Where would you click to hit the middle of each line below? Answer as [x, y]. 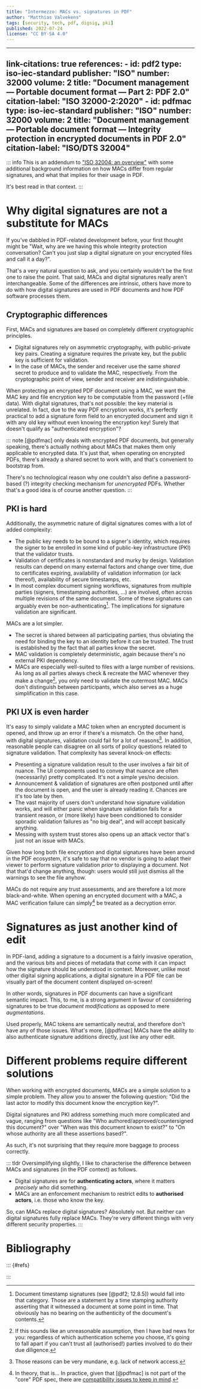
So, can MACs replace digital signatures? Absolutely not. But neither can [95, 1211]
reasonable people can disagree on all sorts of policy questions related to [97, 747]
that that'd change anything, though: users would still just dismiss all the [95, 871]
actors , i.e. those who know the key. [60, 1200]
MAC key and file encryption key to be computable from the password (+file [100, 397]
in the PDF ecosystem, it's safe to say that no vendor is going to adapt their [99, 859]
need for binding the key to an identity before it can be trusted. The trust [104, 642]
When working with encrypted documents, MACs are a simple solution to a [98, 1090]
